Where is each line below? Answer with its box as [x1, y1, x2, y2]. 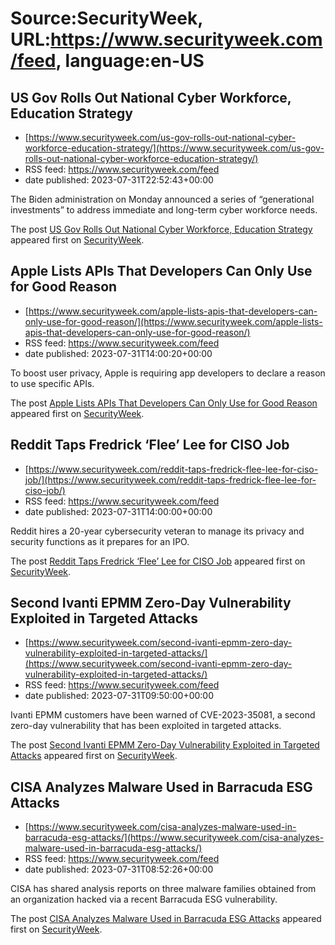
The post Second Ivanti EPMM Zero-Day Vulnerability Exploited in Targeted [10, 739, 320, 751]
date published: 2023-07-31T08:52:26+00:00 [24, 863, 214, 876]
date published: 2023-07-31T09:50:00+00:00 [24, 690, 215, 702]
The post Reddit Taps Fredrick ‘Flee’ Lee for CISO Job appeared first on [10, 555, 306, 567]
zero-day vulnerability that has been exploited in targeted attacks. [10, 720, 282, 732]
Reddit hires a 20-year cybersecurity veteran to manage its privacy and [10, 525, 305, 537]
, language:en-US [55, 50, 205, 72]
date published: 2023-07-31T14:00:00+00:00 [24, 505, 213, 517]
